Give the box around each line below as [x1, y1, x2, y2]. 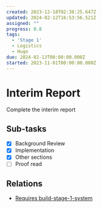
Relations [6, 178, 43, 189]
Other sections [15, 153, 53, 161]
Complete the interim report [6, 106, 76, 113]
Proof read [15, 161, 42, 168]
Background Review [15, 140, 66, 147]
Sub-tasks [6, 123, 47, 134]
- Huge [12, 49, 29, 55]
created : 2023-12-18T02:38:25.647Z [6, 9, 97, 15]
